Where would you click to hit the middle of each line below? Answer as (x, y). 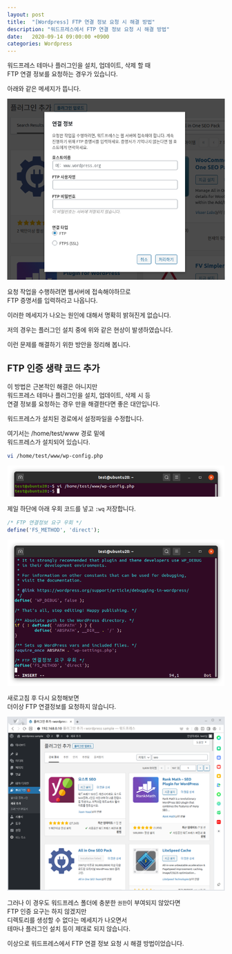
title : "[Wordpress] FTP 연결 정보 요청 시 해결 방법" (81, 22)
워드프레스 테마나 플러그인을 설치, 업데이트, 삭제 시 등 (79, 395)
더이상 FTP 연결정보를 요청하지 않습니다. (62, 706)
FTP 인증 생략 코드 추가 (54, 368)
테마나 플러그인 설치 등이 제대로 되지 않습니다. (69, 928)
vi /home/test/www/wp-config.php (55, 456)
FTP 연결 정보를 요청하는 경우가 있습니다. (63, 74)
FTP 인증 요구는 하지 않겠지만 (47, 911)
